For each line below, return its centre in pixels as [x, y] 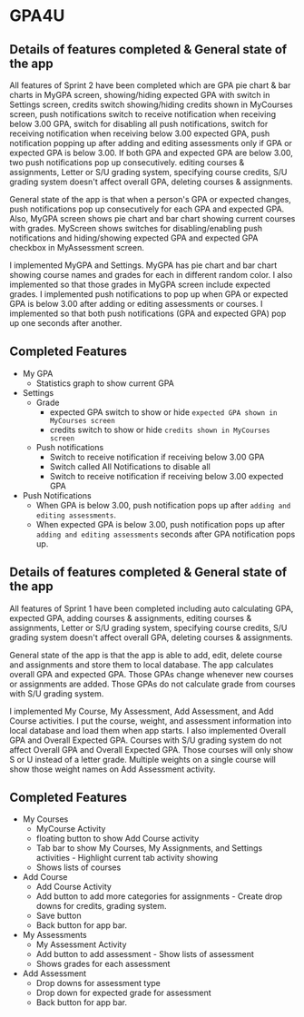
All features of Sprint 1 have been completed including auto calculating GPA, [152, 608]
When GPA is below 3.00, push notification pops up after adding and [163, 505]
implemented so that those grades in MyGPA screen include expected [140, 284]
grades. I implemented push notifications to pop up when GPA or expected [149, 294]
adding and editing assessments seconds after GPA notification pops [166, 534]
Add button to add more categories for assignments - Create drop [159, 896]
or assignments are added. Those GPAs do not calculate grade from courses [152, 684]
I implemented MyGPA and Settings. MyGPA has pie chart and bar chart [143, 265]
